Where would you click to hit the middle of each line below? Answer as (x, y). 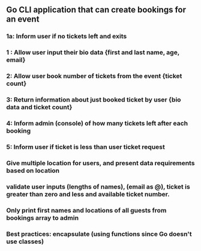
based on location (33, 171)
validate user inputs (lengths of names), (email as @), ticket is (98, 187)
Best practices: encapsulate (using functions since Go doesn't (99, 234)
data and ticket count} (39, 107)
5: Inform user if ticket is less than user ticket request (85, 147)
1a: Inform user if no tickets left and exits (67, 37)
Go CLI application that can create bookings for (96, 10)
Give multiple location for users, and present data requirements (100, 163)
